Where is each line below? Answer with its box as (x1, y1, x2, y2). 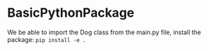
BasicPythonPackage (7, 5, 134, 21)
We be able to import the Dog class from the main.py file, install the (7, 28, 202, 36)
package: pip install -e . (7, 35, 86, 43)
